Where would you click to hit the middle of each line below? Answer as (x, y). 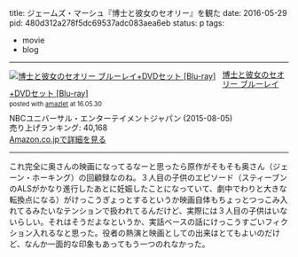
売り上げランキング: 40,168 (59, 128)
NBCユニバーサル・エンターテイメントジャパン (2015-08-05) (121, 118)
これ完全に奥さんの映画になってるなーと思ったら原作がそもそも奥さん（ (141, 167)
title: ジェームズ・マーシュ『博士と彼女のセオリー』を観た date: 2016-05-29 (148, 13)
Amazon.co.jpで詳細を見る (58, 139)
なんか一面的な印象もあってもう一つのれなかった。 (117, 244)
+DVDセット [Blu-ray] (49, 93)
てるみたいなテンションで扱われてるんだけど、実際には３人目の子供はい (148, 211)
